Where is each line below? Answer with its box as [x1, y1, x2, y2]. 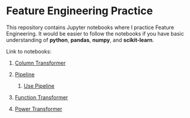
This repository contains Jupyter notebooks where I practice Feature [6, 24, 174, 31]
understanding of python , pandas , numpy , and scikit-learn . [6, 36, 154, 43]
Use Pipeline [23, 82, 55, 90]
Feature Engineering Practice [6, 4, 153, 18]
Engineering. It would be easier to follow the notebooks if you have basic [6, 30, 184, 37]
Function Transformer [14, 94, 68, 101]
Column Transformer [14, 59, 66, 66]
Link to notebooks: [6, 47, 52, 55]
